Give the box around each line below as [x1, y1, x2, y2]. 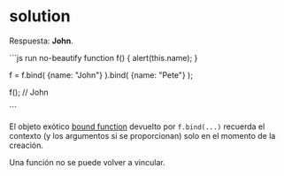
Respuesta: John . [9, 35, 73, 46]
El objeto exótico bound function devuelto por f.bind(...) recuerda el [9, 121, 265, 132]
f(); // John [9, 87, 49, 97]
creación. [9, 140, 44, 150]
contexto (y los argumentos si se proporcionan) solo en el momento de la [9, 130, 276, 141]
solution [9, 6, 71, 27]
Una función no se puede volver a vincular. [9, 157, 165, 167]
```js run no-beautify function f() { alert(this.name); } [9, 52, 198, 63]
